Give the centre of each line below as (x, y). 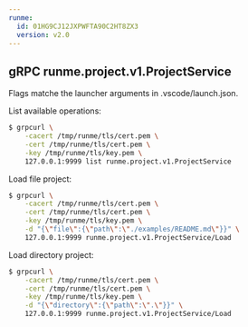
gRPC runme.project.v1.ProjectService (120, 71)
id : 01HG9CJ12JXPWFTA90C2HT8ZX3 (78, 26)
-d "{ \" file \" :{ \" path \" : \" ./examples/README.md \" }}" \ (133, 229)
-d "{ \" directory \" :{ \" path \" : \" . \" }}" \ (104, 305)
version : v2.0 (43, 35)
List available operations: (55, 111)
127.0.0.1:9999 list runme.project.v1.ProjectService (128, 161)
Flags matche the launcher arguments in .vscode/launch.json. (124, 94)
